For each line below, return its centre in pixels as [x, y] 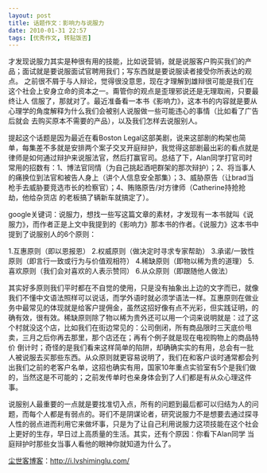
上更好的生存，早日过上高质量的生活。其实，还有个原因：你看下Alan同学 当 [132, 434]
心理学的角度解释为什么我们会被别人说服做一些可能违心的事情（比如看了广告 [133, 111]
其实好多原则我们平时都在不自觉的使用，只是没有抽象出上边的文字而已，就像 [133, 288]
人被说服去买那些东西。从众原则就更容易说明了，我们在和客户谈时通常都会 [130, 358]
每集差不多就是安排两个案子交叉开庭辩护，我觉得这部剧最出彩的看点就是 [140, 148]
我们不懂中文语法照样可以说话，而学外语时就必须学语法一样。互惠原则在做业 [133, 298]
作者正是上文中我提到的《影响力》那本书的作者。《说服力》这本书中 [149, 224]
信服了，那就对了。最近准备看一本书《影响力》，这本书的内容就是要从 [144, 101]
